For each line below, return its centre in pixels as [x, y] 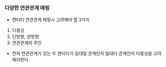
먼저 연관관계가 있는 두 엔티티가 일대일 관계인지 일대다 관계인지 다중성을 [82, 53]
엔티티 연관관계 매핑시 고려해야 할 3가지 [51, 20]
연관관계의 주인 [27, 43]
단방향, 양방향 [25, 36]
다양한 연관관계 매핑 [27, 7]
